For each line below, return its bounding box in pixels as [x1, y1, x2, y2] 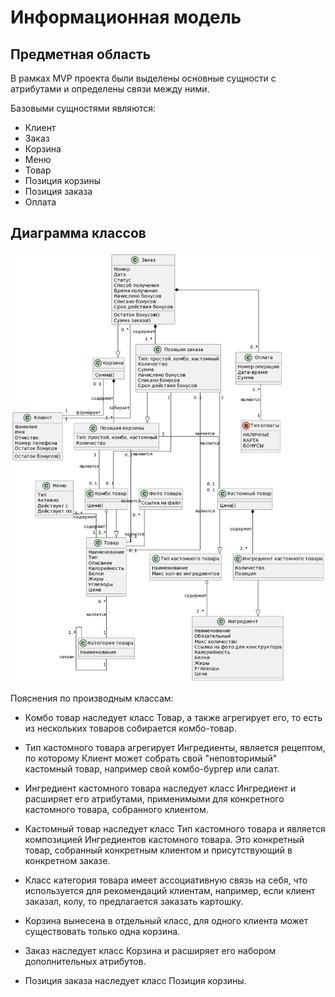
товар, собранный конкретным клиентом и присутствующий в [24, 844, 293, 856]
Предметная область [10, 46, 152, 63]
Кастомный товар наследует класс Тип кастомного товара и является [24, 822, 326, 835]
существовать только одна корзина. [24, 925, 181, 937]
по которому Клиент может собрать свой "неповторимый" [24, 752, 278, 764]
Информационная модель [10, 6, 242, 29]
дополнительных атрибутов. [24, 955, 147, 967]
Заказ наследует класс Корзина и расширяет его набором [24, 944, 277, 956]
